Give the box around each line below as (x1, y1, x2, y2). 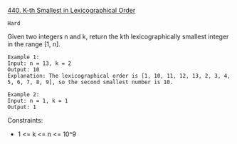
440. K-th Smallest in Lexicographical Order (7, 6, 136, 14)
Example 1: (7, 53, 40, 61)
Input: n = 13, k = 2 (7, 60, 72, 67)
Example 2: (7, 91, 40, 98)
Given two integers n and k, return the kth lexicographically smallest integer (7, 32, 229, 41)
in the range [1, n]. (7, 40, 60, 48)
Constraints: (7, 116, 43, 124)
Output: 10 (7, 66, 40, 73)
